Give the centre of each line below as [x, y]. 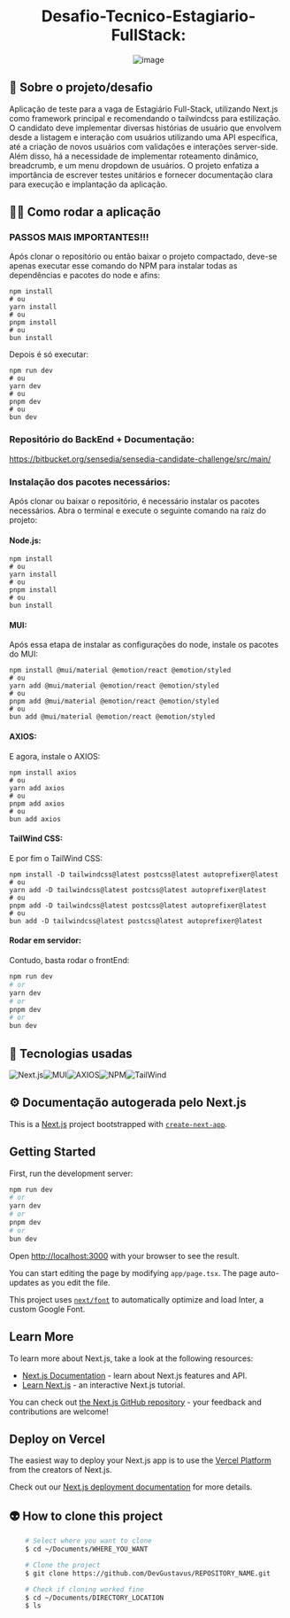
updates [24, 1282]
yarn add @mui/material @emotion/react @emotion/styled [114, 686]
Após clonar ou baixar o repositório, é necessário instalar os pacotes [134, 502]
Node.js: [25, 540]
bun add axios [35, 819]
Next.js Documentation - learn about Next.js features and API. [134, 1375]
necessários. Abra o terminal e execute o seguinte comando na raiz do [138, 510]
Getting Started [53, 1152]
